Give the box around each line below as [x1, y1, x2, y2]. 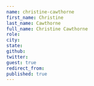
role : [6, 31, 20, 38]
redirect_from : [6, 65, 45, 71]
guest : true [6, 59, 36, 65]
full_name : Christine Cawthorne [6, 25, 88, 32]
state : [6, 43, 23, 49]
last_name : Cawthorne [6, 20, 61, 26]
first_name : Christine [6, 15, 64, 21]
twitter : [6, 54, 29, 60]
